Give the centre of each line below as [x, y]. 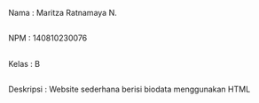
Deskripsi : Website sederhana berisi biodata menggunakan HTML [129, 89]
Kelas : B [24, 63]
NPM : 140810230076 [48, 38]
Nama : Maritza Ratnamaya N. [63, 13]
